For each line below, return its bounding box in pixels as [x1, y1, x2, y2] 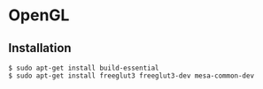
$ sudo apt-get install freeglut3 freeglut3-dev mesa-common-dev [8, 71, 254, 80]
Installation [8, 41, 72, 56]
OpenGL [8, 5, 70, 26]
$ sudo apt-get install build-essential [8, 63, 160, 72]
